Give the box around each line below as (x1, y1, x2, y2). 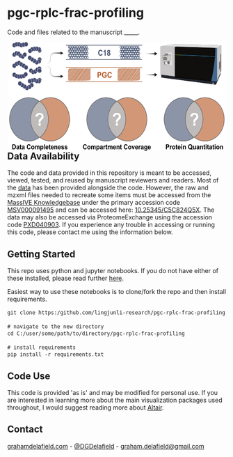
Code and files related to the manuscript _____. (7, 28, 140, 36)
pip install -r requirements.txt (7, 351, 104, 358)
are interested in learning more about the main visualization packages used (7, 396, 223, 404)
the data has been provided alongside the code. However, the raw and (7, 183, 209, 192)
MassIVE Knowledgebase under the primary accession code (7, 199, 181, 207)
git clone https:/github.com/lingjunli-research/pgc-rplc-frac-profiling (7, 309, 226, 316)
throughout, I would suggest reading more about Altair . (7, 403, 165, 412)
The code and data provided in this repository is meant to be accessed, (7, 169, 212, 177)
